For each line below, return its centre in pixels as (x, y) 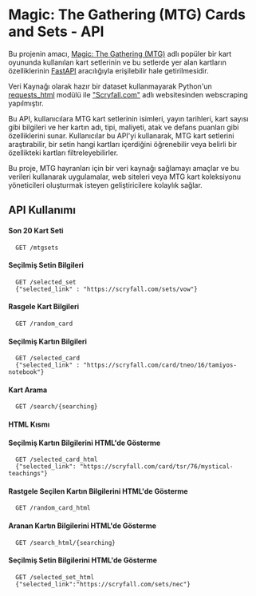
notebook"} (26, 372)
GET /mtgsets (37, 248)
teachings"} (28, 474)
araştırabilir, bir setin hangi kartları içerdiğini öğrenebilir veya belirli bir (123, 144)
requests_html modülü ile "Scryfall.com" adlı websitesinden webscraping (128, 94)
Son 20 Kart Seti (36, 230)
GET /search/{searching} (57, 407)
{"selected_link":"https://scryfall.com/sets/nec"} (103, 584)
